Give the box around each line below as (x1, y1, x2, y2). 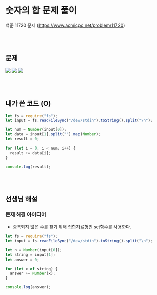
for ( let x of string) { (5, 266, 58, 271)
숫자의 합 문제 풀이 (5, 5, 77, 16)
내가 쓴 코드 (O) (5, 99, 51, 108)
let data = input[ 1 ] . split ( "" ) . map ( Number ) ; (5, 132, 101, 137)
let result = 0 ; (5, 136, 40, 142)
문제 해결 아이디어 (5, 211, 47, 218)
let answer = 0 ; (5, 257, 40, 262)
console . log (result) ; (5, 164, 51, 169)
